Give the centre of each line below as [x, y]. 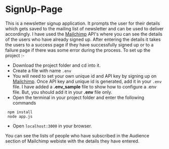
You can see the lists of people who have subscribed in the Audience [77, 135]
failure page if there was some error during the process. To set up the [78, 50]
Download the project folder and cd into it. [57, 65]
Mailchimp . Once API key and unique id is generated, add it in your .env [87, 81]
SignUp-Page [34, 9]
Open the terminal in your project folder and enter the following [78, 97]
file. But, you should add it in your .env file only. [62, 92]
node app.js [20, 116]
